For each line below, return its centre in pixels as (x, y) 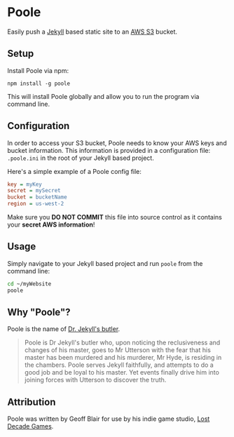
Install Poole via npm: (38, 70)
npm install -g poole (39, 83)
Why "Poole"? (39, 312)
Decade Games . (30, 426)
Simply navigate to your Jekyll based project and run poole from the (105, 263)
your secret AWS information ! (51, 224)
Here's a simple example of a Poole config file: (75, 171)
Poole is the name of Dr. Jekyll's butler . (64, 329)
